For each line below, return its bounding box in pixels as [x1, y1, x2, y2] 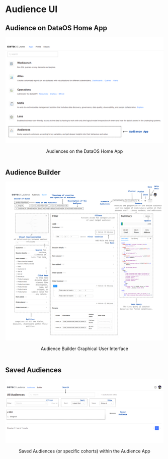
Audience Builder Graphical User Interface [40, 346, 129, 352]
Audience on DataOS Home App [5, 24, 107, 32]
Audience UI [5, 4, 58, 15]
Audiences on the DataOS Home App [46, 148, 123, 154]
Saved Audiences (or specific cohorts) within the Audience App [18, 448, 151, 454]
